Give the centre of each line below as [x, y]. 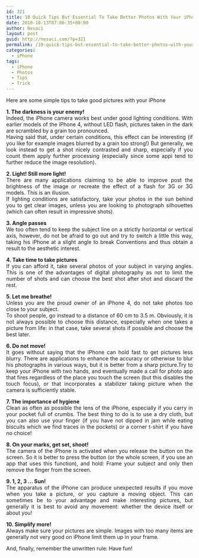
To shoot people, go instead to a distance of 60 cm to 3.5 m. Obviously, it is [99, 316]
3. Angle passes [26, 223]
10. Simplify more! [29, 524]
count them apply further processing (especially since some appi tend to [99, 156]
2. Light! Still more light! [36, 174]
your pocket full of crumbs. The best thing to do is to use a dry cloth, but [99, 414]
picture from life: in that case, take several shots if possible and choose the [99, 328]
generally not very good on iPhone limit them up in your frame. [82, 537]
